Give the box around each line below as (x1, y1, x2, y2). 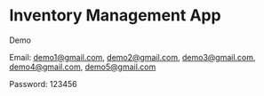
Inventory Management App (9, 5, 221, 26)
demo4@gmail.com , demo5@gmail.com (9, 61, 156, 72)
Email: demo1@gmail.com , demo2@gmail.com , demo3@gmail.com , (9, 52, 256, 62)
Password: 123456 (9, 78, 77, 89)
